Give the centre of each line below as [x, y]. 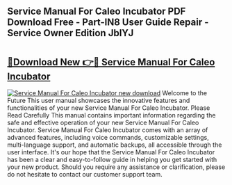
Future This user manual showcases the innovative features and [99, 100]
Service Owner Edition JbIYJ [71, 33]
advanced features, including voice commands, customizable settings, [108, 137]
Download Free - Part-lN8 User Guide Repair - [108, 23]
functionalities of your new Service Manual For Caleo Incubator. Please [109, 108]
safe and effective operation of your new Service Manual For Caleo [103, 122]
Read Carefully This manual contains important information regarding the [111, 115]
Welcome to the [184, 93]
